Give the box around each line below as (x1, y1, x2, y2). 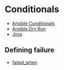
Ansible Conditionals (12, 20, 55, 26)
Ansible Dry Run (12, 25, 46, 31)
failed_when (12, 59, 37, 65)
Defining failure (5, 46, 55, 54)
